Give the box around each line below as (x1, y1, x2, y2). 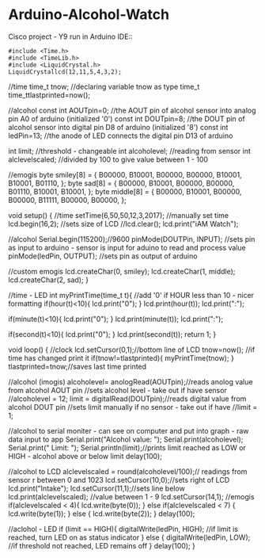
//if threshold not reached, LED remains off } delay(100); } (8, 541, 196, 550)
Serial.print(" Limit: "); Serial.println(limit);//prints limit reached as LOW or (8, 442, 247, 453)
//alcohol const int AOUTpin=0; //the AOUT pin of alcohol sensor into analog (8, 105, 256, 115)
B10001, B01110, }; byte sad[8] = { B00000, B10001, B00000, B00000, (8, 178, 235, 188)
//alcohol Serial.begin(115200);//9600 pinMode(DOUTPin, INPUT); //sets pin (8, 234, 256, 243)
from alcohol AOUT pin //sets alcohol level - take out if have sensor (8, 385, 227, 395)
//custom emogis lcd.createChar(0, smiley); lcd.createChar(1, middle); (8, 266, 236, 276)
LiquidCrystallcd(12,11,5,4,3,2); (8, 67, 123, 76)
